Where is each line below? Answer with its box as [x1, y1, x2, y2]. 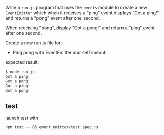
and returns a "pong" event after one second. [5, 15, 100, 21]
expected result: [5, 59, 39, 65]
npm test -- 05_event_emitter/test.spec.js [5, 125, 99, 130]
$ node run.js [5, 69, 35, 74]
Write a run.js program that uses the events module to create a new [5, 5, 148, 10]
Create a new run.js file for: [5, 40, 62, 46]
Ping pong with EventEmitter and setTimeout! [12, 50, 107, 55]
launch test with [5, 115, 39, 121]
